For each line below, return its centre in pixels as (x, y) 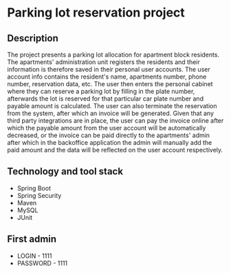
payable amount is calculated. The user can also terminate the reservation (112, 106)
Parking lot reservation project (96, 13)
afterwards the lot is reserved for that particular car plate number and (106, 99)
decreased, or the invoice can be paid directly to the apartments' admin (109, 135)
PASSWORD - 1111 (42, 263)
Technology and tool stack (65, 171)
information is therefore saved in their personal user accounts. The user (109, 69)
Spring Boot (34, 188)
